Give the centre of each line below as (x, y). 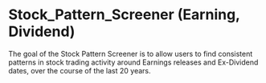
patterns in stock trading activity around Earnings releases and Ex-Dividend (133, 62)
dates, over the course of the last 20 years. (80, 70)
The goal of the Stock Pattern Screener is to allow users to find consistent (131, 53)
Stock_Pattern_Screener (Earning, (124, 15)
